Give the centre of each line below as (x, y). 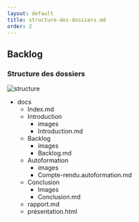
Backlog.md (55, 153)
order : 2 (20, 26)
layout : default (30, 13)
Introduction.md (60, 131)
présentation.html (52, 212)
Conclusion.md (59, 197)
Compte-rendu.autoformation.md (85, 175)
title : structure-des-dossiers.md (57, 20)
